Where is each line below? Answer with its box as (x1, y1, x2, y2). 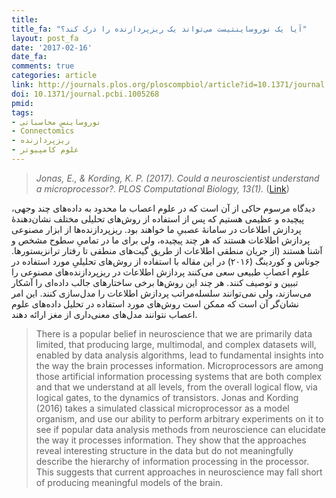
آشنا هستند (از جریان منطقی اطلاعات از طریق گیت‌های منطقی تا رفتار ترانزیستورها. (11, 244, 323, 256)
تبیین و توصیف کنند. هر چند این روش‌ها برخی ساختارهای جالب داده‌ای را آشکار (11, 276, 299, 288)
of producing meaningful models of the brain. (35, 476, 224, 488)
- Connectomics (11, 126, 75, 136)
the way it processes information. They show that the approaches (35, 434, 307, 446)
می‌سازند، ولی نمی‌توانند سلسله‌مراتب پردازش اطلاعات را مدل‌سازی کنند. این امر (11, 287, 312, 299)
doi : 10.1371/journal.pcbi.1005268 (11, 89, 160, 99)
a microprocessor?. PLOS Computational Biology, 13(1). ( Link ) (35, 182, 290, 195)
